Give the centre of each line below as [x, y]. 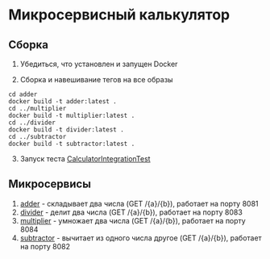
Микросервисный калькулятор [119, 15]
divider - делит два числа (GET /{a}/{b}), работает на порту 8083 [131, 212]
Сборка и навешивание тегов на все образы [96, 79]
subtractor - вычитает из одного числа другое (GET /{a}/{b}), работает [141, 238]
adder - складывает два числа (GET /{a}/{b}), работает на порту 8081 [139, 203]
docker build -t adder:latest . [62, 102]
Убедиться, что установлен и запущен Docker [99, 64]
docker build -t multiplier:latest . [72, 115]
